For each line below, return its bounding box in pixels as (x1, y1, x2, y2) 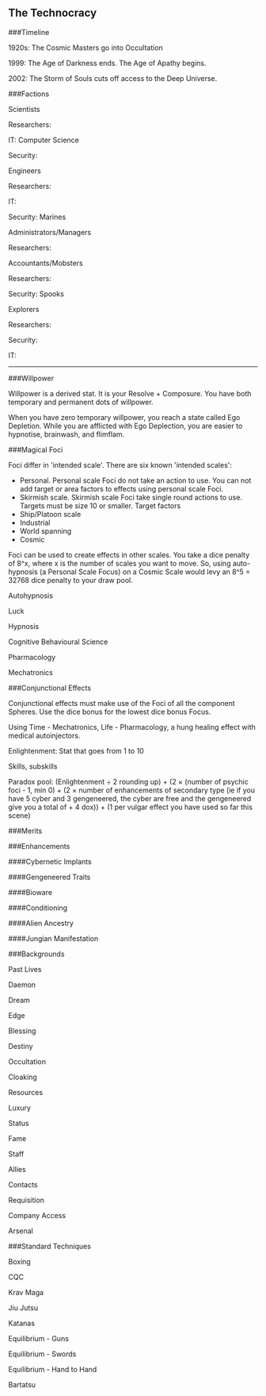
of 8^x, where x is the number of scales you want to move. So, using (8, 558, 231, 568)
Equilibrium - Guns (8, 1333, 70, 1343)
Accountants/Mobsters (8, 258, 83, 268)
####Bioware (8, 887, 53, 897)
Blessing (8, 1026, 36, 1035)
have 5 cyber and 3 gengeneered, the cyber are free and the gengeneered (8, 793, 252, 803)
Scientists (8, 104, 40, 114)
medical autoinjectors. (8, 731, 81, 740)
